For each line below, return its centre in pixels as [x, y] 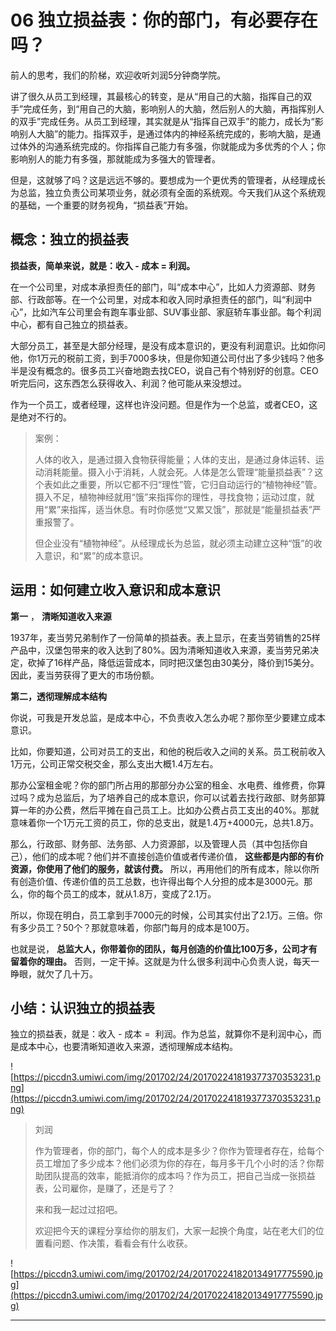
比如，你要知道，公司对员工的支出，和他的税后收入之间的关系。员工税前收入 [168, 751]
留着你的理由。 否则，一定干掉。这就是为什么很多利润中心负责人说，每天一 [165, 961]
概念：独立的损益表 [69, 239]
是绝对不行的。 [41, 417]
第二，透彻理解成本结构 [58, 696]
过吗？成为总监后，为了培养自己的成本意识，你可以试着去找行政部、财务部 [163, 797]
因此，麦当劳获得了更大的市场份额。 [85, 675]
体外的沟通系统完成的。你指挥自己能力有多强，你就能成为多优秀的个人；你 [172, 146]
